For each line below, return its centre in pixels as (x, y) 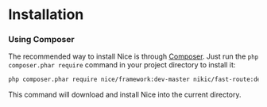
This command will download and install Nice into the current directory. (125, 95)
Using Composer (41, 40)
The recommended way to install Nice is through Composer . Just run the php (133, 56)
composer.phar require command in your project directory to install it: (122, 65)
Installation (46, 15)
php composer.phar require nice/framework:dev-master (99, 80)
